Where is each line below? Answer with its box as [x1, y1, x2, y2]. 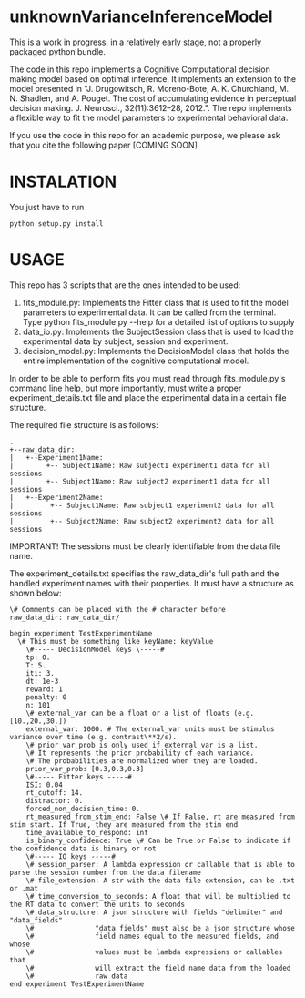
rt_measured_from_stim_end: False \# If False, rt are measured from [25, 812, 296, 821]
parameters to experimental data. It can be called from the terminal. [22, 307, 277, 318]
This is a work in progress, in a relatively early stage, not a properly [9, 36, 262, 47]
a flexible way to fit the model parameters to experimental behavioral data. [9, 112, 289, 123]
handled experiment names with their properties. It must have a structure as [9, 577, 294, 588]
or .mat [9, 883, 39, 893]
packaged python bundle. [9, 46, 107, 56]
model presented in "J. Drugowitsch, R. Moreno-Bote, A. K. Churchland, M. [9, 83, 290, 94]
